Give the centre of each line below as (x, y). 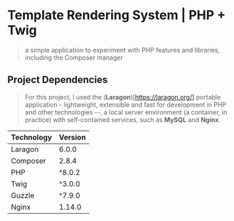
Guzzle (23, 195)
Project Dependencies (58, 80)
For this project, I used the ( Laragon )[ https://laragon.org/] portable (123, 97)
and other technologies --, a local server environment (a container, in (126, 112)
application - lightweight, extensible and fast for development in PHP (126, 104)
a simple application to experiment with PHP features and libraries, (122, 50)
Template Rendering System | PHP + (117, 15)
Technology (31, 137)
